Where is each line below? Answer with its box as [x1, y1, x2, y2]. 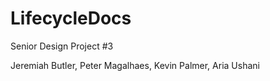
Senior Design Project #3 [10, 40, 114, 52]
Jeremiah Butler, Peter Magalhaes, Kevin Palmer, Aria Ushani [10, 59, 260, 71]
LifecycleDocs [10, 7, 132, 30]
